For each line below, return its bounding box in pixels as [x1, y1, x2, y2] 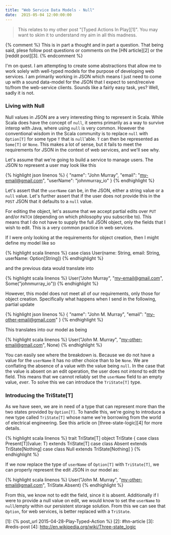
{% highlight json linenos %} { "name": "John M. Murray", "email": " [5, 311, 147, 317]
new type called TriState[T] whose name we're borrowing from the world [5, 414, 161, 420]
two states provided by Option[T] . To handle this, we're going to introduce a [5, 409, 165, 415]
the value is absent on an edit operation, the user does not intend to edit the [5, 368, 165, 374]
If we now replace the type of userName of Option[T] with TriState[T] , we [5, 461, 159, 467]
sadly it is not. [5, 90, 35, 96]
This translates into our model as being [5, 326, 87, 333]
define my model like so [5, 240, 56, 246]
